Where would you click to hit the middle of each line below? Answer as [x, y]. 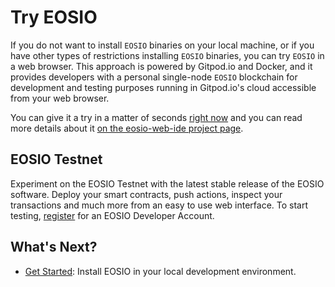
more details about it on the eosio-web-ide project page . [127, 128]
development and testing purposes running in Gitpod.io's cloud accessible [163, 87]
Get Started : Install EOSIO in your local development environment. [160, 271]
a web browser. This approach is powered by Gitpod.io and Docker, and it [161, 66]
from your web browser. [60, 98]
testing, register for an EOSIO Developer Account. [112, 215]
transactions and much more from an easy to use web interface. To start [159, 205]
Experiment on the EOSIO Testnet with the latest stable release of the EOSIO [167, 183]
